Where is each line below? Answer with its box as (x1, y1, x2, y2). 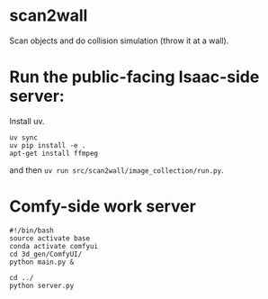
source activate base (9, 233, 91, 243)
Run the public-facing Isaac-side (9, 67, 260, 87)
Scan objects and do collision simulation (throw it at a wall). (9, 35, 229, 46)
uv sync (9, 132, 39, 142)
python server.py (9, 281, 75, 290)
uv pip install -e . (9, 140, 87, 149)
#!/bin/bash (9, 226, 54, 235)
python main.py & (9, 258, 75, 267)
